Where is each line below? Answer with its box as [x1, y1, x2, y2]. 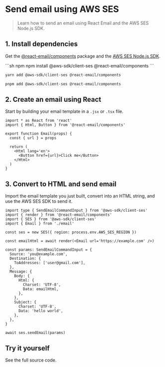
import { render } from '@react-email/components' [5, 212, 112, 218]
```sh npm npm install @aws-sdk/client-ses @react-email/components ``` [5, 62, 154, 68]
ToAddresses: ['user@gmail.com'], [14, 261, 85, 266]
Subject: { [14, 300, 37, 305]
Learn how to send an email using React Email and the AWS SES [17, 20, 149, 26]
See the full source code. [5, 357, 57, 363]
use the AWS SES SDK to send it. [5, 198, 73, 204]
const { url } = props [9, 136, 57, 141]
